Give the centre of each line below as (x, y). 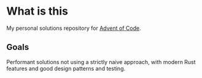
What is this (37, 11)
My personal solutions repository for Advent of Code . (74, 28)
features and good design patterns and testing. (66, 68)
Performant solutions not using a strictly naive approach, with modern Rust (101, 62)
